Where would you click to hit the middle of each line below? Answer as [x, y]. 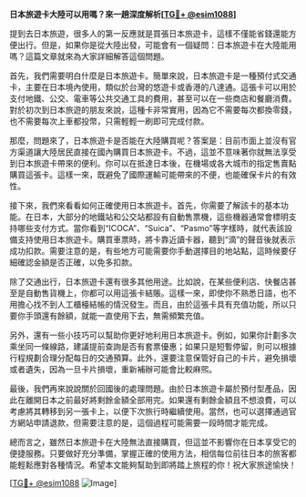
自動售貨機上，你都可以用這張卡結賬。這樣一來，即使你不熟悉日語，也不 [161, 293]
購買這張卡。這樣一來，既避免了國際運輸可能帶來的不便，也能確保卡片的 [145, 175]
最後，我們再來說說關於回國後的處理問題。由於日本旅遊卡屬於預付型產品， [149, 389]
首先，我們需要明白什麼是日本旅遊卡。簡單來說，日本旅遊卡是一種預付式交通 [153, 76]
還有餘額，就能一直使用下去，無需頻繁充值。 [125, 316]
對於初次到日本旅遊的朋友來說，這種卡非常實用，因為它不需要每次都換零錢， [153, 110]
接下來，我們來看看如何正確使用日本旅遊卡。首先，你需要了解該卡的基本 [145, 205]
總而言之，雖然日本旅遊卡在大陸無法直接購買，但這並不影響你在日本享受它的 [153, 442]
